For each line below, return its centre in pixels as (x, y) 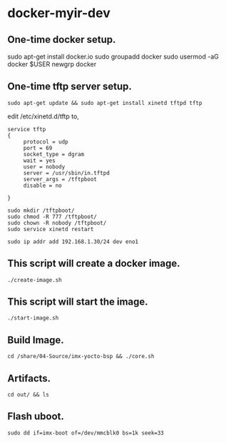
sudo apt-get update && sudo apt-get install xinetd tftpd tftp (105, 103)
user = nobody (44, 167)
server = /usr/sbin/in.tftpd (67, 173)
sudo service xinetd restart (51, 229)
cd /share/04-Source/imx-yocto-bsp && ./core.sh (81, 357)
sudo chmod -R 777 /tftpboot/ (52, 217)
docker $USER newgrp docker (52, 64)
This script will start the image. (78, 302)
